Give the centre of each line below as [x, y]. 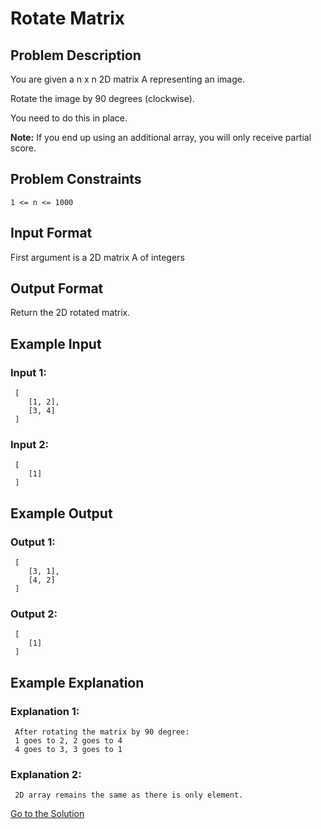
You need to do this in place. [69, 118]
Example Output [61, 513]
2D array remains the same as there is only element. [129, 795]
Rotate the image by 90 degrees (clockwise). [102, 98]
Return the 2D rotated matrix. [70, 313]
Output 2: [34, 614]
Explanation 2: [46, 775]
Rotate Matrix [68, 18]
